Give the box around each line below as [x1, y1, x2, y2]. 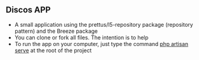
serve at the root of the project [14, 47, 92, 54]
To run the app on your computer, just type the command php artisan [14, 40, 189, 47]
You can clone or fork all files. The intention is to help [14, 33, 149, 41]
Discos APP [5, 5, 51, 15]
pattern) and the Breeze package [14, 27, 98, 35]
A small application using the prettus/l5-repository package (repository [14, 21, 194, 28]
